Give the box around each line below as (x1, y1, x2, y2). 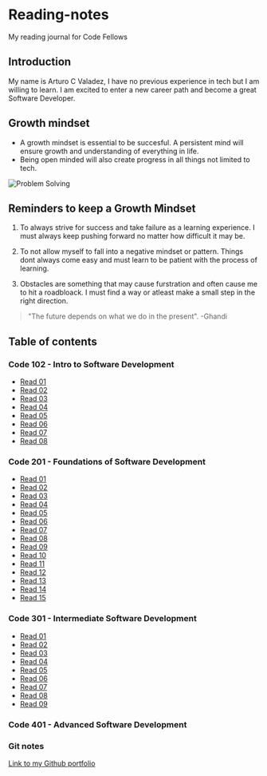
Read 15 (19, 593, 46, 603)
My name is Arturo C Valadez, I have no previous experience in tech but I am (8, 76, 260, 85)
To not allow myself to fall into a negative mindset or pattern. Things (19, 247, 244, 256)
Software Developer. (8, 93, 76, 103)
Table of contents (8, 335, 97, 348)
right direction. (19, 296, 69, 306)
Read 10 (19, 551, 46, 560)
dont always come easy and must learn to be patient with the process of (19, 255, 257, 265)
